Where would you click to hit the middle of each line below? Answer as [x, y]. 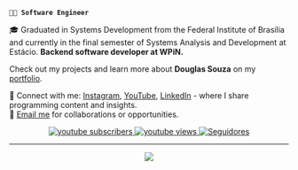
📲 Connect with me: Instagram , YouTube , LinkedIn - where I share [129, 96]
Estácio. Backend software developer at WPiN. [96, 52]
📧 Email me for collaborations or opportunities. [94, 114]
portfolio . [26, 78]
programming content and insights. [73, 105]
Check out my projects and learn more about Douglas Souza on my [133, 69]
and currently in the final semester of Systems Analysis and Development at [148, 42]
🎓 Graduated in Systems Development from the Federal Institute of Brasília [147, 30]
